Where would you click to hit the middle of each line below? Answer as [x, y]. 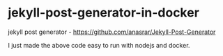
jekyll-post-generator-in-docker [103, 13]
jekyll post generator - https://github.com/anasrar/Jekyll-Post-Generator [112, 32]
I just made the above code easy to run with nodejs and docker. [99, 45]
